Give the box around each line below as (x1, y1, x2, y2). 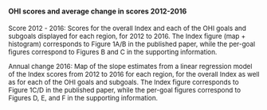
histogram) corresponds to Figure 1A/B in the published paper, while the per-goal (8, 40, 256, 49)
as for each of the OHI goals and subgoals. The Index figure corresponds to (8, 78, 239, 87)
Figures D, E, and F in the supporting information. (8, 93, 158, 103)
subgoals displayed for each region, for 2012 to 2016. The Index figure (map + (8, 32, 246, 41)
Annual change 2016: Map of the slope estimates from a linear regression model (8, 62, 253, 71)
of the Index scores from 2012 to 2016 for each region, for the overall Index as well (8, 70, 260, 79)
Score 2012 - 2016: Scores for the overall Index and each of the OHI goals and (8, 24, 247, 33)
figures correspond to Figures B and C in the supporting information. (8, 47, 218, 57)
